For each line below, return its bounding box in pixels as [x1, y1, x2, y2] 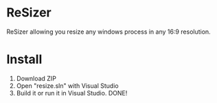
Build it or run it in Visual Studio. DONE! [16, 89, 128, 97]
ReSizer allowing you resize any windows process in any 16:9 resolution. [6, 27, 211, 36]
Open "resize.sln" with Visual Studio [16, 81, 119, 90]
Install [6, 51, 43, 67]
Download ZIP [16, 74, 56, 82]
